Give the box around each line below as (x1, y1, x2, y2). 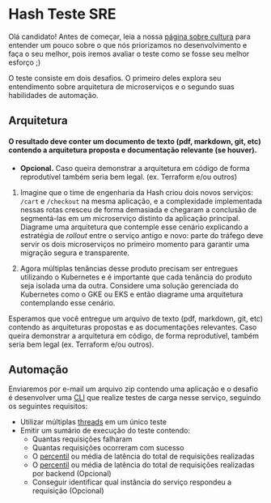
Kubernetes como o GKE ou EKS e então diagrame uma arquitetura (19, 289, 243, 299)
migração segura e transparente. (19, 248, 130, 258)
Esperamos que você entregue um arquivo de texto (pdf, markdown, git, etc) (8, 313, 264, 323)
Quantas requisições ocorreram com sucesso (32, 443, 184, 453)
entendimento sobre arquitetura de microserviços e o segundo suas (8, 82, 235, 92)
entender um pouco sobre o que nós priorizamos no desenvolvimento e (8, 40, 248, 49)
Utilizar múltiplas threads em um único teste (19, 417, 167, 427)
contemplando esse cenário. (19, 297, 116, 308)
